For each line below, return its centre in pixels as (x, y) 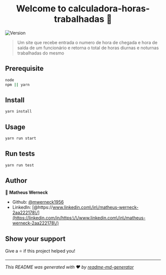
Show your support (35, 239)
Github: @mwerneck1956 (38, 202)
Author (16, 181)
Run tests (20, 154)
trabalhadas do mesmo (41, 53)
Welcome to (41, 9)
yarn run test (20, 165)
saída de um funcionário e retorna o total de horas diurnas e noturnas (88, 48)
